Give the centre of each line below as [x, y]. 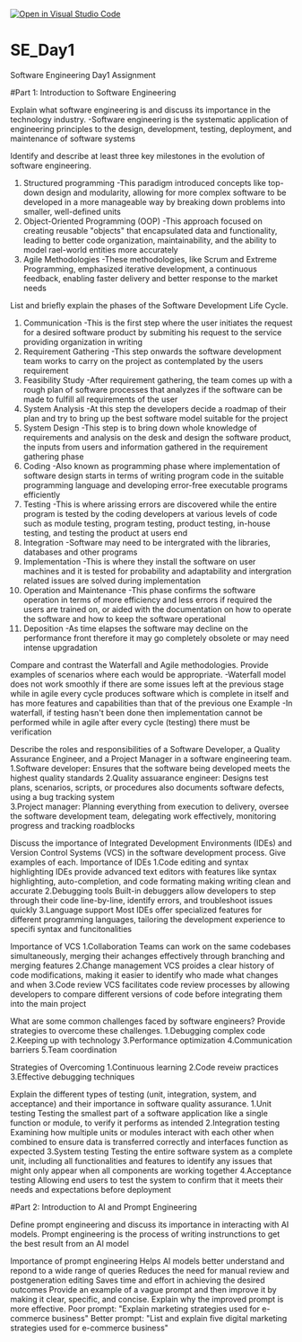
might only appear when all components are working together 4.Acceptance [151, 1170]
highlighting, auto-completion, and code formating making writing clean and [151, 881]
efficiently [42, 494]
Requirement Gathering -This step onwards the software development [152, 351]
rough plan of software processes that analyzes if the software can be [153, 389]
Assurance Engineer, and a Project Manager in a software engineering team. [151, 759]
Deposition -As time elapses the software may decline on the [136, 628]
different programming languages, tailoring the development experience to [148, 919]
